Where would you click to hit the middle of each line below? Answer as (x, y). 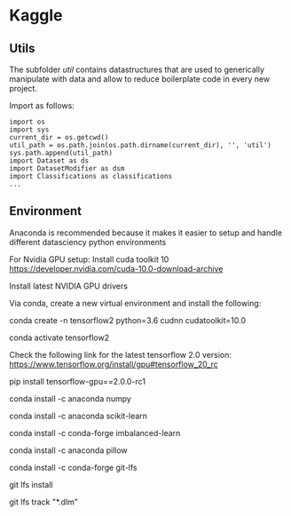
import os (28, 122)
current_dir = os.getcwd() (59, 138)
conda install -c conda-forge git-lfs (73, 467)
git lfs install (31, 484)
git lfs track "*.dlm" (43, 502)
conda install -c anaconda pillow (69, 450)
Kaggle (36, 16)
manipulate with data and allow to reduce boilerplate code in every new (140, 79)
